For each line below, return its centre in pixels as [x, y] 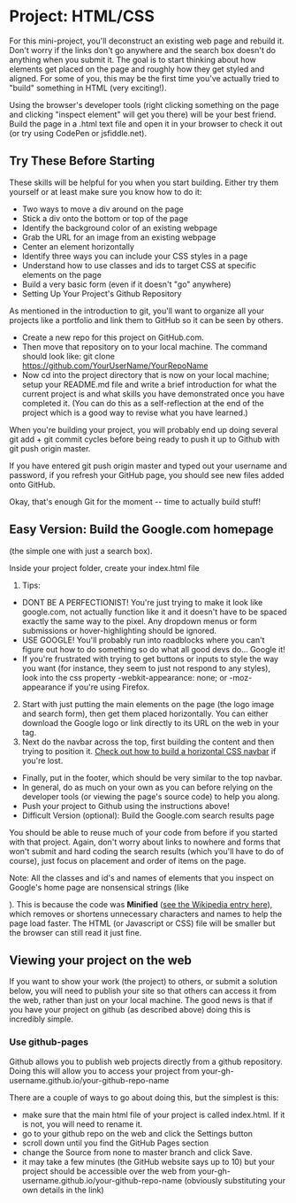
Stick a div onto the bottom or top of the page [105, 218]
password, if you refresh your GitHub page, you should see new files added [147, 474]
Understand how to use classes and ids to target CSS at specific [139, 265]
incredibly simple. [41, 1019]
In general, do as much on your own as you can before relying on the [148, 787]
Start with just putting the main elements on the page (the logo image [148, 704]
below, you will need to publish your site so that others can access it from [143, 991]
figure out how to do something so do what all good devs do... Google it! [153, 649]
